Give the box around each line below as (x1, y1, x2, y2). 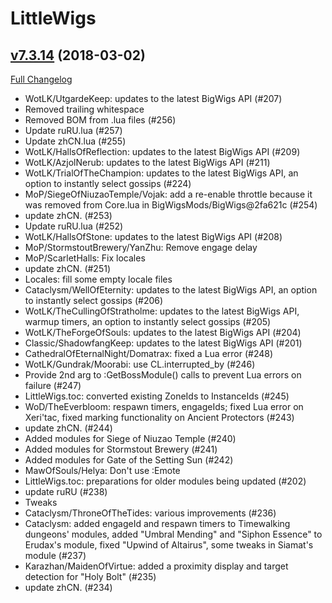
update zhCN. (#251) (24, 263, 111, 274)
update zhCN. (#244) (24, 422, 113, 434)
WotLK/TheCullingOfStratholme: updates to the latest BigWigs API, (24, 305, 300, 317)
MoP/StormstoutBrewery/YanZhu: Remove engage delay (24, 242, 258, 253)
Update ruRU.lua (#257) (24, 125, 123, 136)
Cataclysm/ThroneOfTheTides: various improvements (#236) (24, 507, 277, 519)
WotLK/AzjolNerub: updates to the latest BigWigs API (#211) (24, 157, 271, 168)
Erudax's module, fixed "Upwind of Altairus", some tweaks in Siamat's (24, 539, 314, 551)
